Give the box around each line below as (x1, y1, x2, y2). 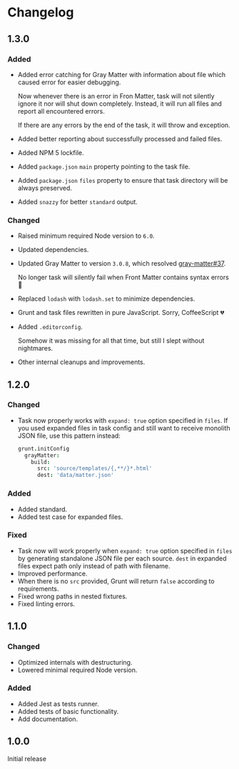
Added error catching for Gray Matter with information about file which (17, 70, 226, 79)
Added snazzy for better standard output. (17, 197, 138, 206)
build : (31, 458, 51, 466)
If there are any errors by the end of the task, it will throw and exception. (17, 121, 230, 129)
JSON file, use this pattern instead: (17, 431, 121, 440)
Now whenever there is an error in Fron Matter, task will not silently (17, 91, 215, 100)
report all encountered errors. (17, 106, 106, 115)
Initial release (7, 754, 46, 763)
